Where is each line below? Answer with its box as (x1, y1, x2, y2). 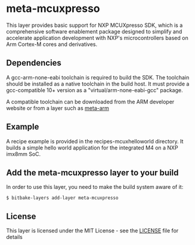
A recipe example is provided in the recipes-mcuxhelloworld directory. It (6, 137, 184, 145)
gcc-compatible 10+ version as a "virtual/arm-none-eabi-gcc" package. (6, 86, 183, 94)
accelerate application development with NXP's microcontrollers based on (6, 34, 189, 41)
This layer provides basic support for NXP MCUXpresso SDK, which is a (6, 22, 183, 29)
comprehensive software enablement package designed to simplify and (6, 27, 182, 35)
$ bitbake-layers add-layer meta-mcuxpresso (6, 195, 119, 201)
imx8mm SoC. (6, 150, 41, 157)
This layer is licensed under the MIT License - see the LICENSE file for (6, 227, 179, 234)
